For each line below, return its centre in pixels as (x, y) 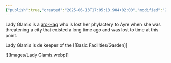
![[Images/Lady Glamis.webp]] (37, 55)
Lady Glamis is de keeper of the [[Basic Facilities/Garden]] (66, 45)
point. (11, 35)
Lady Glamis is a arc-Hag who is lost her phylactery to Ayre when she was (83, 24)
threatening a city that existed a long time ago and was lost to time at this (82, 30)
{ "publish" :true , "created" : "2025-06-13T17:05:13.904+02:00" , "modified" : (84, 10)
